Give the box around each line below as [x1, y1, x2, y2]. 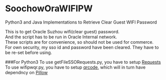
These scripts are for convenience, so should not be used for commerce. [5, 39, 154, 45]
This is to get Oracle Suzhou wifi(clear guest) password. [5, 28, 120, 34]
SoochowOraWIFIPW [5, 3, 93, 14]
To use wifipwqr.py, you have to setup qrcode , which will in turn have [5, 64, 146, 70]
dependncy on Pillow [5, 69, 48, 75]
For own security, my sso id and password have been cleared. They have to [5, 44, 159, 50]
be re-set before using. [5, 50, 52, 55]
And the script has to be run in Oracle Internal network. [5, 34, 117, 40]
